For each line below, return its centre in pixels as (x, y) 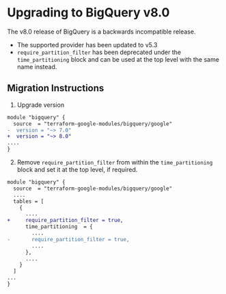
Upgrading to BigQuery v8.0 (88, 13)
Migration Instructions (56, 88)
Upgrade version (41, 105)
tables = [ (29, 201)
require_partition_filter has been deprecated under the (99, 52)
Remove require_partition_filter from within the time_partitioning (115, 162)
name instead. (37, 66)
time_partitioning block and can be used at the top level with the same (118, 59)
